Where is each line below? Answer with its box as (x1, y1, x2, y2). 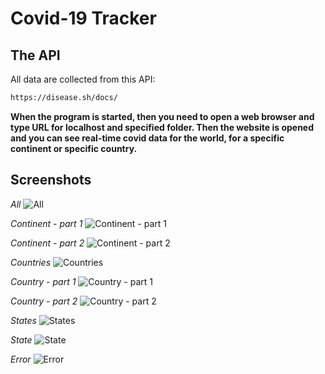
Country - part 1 (10, 275, 77, 287)
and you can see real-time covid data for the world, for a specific (10, 132, 285, 144)
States (10, 314, 37, 326)
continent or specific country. (10, 142, 138, 154)
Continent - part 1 (10, 217, 83, 229)
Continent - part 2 (10, 237, 85, 249)
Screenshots (10, 172, 92, 189)
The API (10, 47, 61, 64)
